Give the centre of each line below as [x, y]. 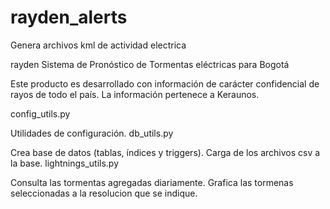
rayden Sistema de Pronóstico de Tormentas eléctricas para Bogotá [150, 64]
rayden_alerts [69, 17]
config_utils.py [40, 113]
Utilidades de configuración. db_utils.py [92, 133]
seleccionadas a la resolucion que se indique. [104, 193]
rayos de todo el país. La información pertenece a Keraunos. [135, 94]
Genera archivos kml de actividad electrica [98, 45]
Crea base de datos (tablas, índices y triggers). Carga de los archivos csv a [165, 152]
